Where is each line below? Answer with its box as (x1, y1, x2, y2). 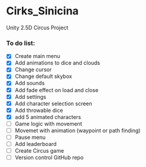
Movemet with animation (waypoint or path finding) (14, 127, 141, 134)
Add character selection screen (14, 100, 92, 107)
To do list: (6, 39, 36, 47)
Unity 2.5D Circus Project (6, 24, 69, 31)
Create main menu (14, 53, 61, 60)
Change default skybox (14, 73, 73, 80)
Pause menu (14, 133, 46, 141)
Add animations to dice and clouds (14, 59, 100, 66)
